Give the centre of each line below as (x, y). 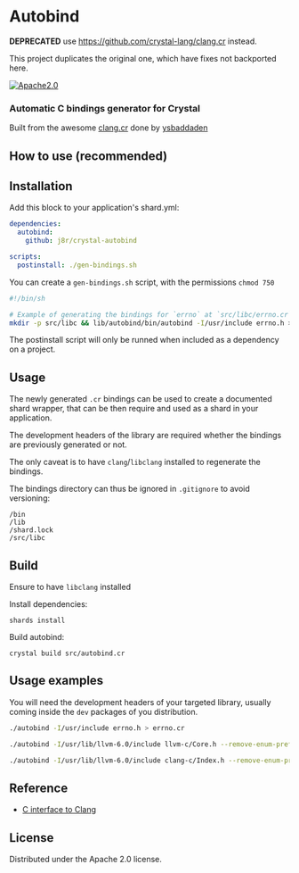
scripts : (25, 257)
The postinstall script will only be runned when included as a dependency (144, 340)
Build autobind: (37, 637)
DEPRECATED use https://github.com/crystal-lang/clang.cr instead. (133, 41)
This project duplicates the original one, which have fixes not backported (143, 58)
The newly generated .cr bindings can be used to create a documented (141, 399)
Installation (41, 186)
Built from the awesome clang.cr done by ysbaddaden (109, 128)
